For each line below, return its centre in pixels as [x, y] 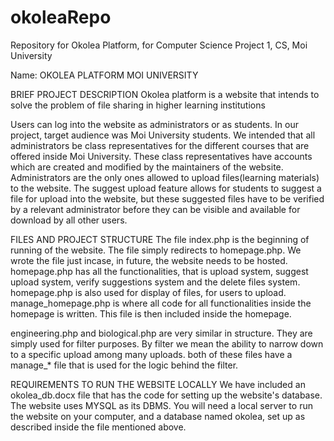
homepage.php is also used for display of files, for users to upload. [148, 292]
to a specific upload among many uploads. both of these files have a [151, 354]
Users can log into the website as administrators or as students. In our [154, 124]
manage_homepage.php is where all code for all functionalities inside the [161, 303]
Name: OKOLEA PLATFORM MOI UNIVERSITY [104, 75]
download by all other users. [69, 220]
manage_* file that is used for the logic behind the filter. [124, 365]
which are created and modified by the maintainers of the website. [147, 167]
